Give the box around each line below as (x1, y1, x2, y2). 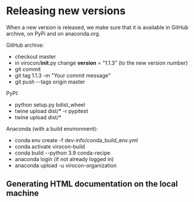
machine (6, 188, 40, 198)
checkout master (14, 53, 56, 60)
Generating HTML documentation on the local (6, 179, 178, 189)
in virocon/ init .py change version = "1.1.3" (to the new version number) (14, 59, 188, 66)
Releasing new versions (6, 4, 126, 18)
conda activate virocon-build (14, 143, 85, 150)
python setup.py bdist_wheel (14, 101, 86, 108)
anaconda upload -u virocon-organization (14, 162, 117, 169)
